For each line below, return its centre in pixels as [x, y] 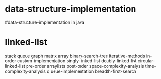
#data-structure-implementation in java [45, 22]
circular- [146, 61]
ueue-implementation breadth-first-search [94, 71]
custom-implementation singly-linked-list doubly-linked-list [77, 61]
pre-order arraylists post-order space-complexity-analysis [85, 66]
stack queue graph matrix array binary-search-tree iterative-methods [75, 56]
